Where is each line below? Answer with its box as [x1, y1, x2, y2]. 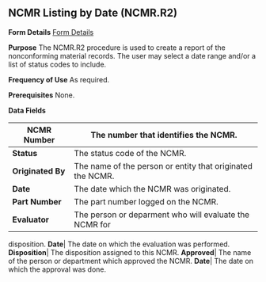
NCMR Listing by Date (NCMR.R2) [8, 6, 178, 20]
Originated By [12, 166, 66, 177]
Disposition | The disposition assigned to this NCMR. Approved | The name [8, 247, 252, 257]
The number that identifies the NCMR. [90, 129, 237, 140]
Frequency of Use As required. [8, 74, 110, 84]
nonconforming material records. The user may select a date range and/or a [8, 51, 256, 60]
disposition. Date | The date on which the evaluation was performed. [8, 239, 230, 249]
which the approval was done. [8, 265, 107, 274]
